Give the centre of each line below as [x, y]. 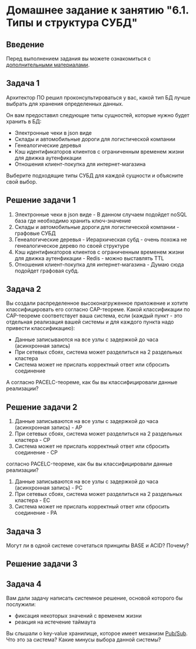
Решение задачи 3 [42, 564]
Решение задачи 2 [42, 407]
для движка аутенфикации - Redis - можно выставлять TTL [89, 258]
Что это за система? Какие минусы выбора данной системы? [84, 640]
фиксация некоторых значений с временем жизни [78, 616]
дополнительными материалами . [48, 65]
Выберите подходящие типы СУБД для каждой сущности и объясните [95, 175]
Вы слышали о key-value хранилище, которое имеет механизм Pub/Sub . [97, 634]
